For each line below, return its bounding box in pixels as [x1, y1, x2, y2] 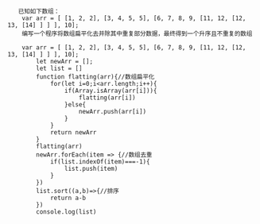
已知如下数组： [17, 7, 60, 15]
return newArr [49, 129, 97, 137]
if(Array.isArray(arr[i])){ [64, 87, 157, 95]
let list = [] [36, 64, 83, 72]
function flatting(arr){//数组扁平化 [36, 73, 155, 81]
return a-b [49, 194, 87, 202]
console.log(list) [36, 208, 97, 216]
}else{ [64, 101, 87, 109]
